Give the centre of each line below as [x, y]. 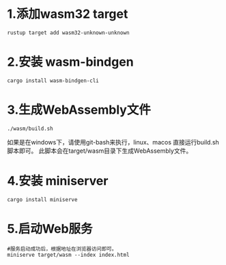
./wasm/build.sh [30, 128]
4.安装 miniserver [58, 181]
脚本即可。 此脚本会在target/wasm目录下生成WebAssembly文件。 [100, 151]
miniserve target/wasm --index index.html [68, 255]
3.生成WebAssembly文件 [79, 110]
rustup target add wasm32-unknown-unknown [68, 33]
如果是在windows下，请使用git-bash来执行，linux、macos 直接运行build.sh [113, 142]
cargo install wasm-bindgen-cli [53, 80]
